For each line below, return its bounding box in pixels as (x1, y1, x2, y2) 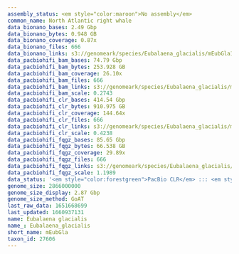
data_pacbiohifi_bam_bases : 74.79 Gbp (7, 57, 122, 64)
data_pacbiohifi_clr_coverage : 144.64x (7, 110, 126, 117)
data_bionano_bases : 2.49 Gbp (7, 23, 97, 31)
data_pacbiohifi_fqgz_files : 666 (7, 156, 107, 164)
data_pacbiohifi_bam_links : (7, 83, 91, 90)
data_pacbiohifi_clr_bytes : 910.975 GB (7, 103, 126, 110)
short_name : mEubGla (7, 228, 69, 236)
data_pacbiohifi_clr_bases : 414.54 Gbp (7, 97, 126, 104)
